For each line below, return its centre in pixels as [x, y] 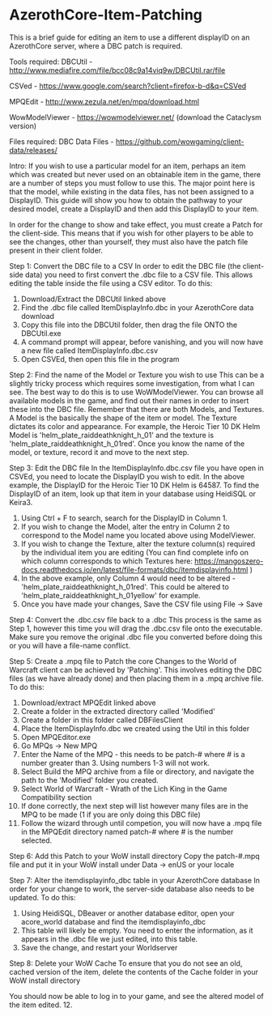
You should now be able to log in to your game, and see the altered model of [136, 996]
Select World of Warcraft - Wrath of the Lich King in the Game [124, 789]
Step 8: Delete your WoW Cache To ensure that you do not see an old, [126, 963]
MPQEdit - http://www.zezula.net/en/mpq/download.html [104, 101]
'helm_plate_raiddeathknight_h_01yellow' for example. [110, 595]
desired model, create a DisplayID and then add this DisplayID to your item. [134, 209]
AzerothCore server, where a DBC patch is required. [96, 45]
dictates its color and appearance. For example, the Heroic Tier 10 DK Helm [135, 426]
